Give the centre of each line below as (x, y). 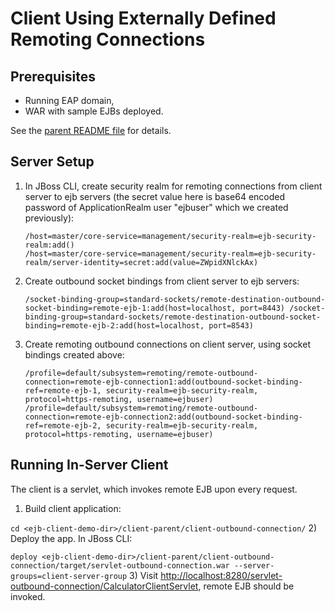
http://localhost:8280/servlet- (221, 575)
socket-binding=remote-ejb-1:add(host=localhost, (130, 308)
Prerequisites (53, 76)
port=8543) (231, 325)
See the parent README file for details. (91, 130)
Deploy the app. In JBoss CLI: (71, 538)
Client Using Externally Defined (143, 18)
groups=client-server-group (69, 576)
